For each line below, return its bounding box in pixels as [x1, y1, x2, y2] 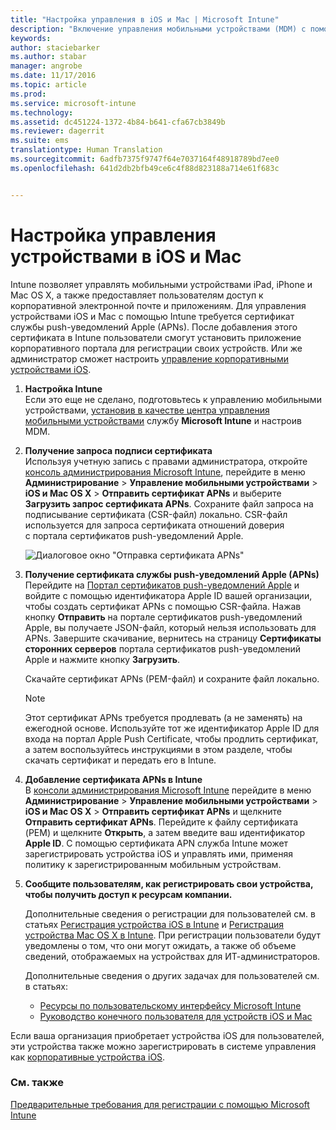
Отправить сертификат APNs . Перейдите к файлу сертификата [24, 816, 299, 828]
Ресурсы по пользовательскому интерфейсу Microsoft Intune [39, 999, 302, 1011]
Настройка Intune [24, 382, 103, 395]
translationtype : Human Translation [10, 145, 163, 155]
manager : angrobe [10, 61, 83, 71]
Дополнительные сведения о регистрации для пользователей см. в [24, 907, 316, 920]
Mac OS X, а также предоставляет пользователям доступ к [10, 289, 264, 301]
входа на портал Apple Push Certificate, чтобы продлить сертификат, [24, 732, 319, 745]
